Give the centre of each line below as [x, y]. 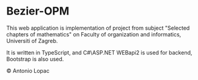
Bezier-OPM [38, 11]
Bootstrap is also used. [35, 59]
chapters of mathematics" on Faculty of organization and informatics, [94, 34]
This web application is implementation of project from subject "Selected [98, 28]
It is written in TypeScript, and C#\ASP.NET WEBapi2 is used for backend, [99, 52]
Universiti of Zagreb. [32, 41]
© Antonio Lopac [28, 70]
